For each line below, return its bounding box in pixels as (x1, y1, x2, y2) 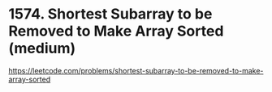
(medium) (8, 40, 76, 57)
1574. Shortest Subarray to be (8, 5, 213, 23)
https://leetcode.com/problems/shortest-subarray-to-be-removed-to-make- (8, 65, 264, 75)
